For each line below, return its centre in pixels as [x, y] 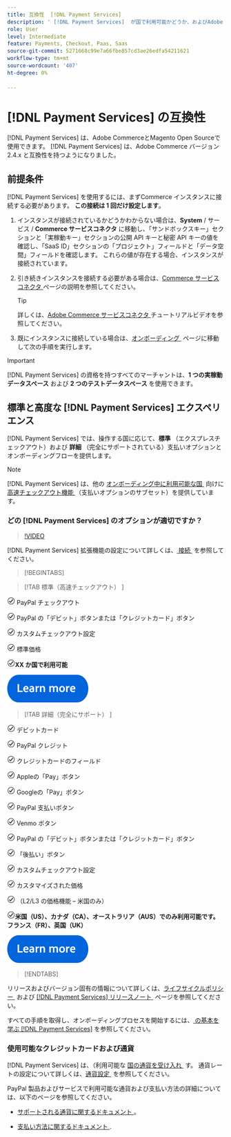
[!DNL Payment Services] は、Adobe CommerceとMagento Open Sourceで [114, 138]
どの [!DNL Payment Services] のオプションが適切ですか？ [105, 520]
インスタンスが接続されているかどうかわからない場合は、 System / [112, 220]
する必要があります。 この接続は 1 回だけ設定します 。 [89, 206]
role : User [23, 29]
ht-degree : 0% [28, 73]
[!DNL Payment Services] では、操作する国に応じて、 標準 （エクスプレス [111, 438]
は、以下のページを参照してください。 [61, 1097]
